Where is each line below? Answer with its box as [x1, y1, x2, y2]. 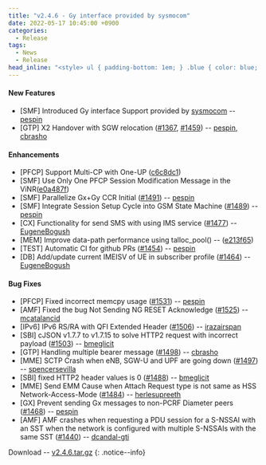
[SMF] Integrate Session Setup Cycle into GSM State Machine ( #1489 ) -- [19, 201, 259, 211]
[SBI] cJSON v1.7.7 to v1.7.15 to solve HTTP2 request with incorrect [19, 330, 239, 340]
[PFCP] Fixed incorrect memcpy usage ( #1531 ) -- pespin [19, 297, 205, 306]
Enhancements [8, 149, 60, 160]
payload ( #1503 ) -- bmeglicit [19, 339, 115, 349]
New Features [8, 89, 56, 98]
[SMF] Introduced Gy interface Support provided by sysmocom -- [19, 105, 237, 116]
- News [15, 49, 37, 57]
